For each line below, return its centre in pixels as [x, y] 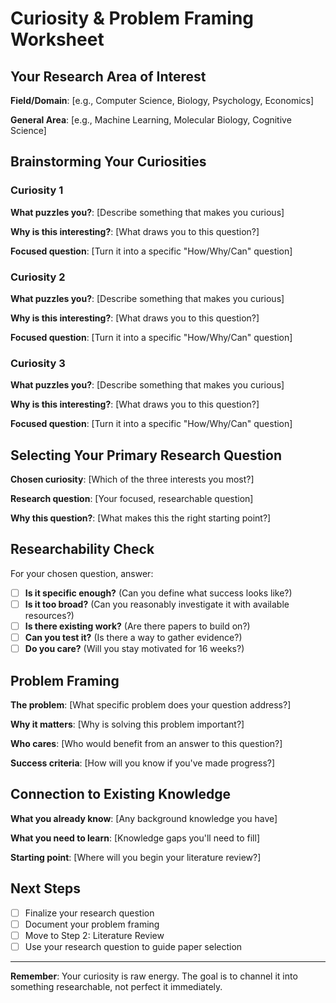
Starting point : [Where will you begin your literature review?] [136, 857]
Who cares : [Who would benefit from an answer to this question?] [146, 744]
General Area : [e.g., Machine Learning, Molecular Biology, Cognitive [151, 120]
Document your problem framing [92, 924]
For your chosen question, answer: [82, 573]
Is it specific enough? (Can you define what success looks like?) [158, 593]
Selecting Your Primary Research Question [146, 455]
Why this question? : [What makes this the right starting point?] [141, 518]
